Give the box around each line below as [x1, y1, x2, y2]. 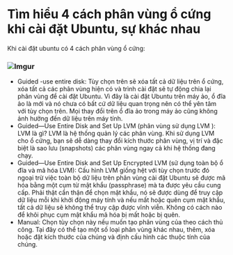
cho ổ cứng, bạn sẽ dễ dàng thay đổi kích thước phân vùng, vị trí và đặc [17, 137, 224, 145]
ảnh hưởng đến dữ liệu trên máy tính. [17, 114, 123, 123]
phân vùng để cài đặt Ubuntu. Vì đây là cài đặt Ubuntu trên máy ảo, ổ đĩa [17, 92, 226, 100]
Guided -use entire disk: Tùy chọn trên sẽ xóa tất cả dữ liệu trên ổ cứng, [17, 77, 224, 86]
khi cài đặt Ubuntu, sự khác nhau [7, 21, 201, 37]
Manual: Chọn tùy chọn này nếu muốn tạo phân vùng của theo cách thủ [17, 218, 223, 226]
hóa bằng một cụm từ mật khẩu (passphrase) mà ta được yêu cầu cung [17, 181, 221, 190]
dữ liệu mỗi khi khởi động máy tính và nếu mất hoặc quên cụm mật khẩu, [17, 196, 225, 204]
